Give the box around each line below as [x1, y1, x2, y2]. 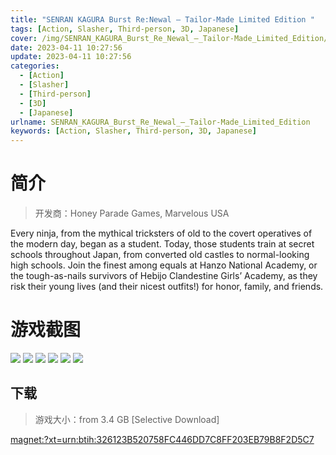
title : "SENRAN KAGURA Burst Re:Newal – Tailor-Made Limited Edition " [10, 14, 315, 25]
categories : [10, 61, 60, 71]
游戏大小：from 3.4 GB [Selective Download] [34, 413, 220, 425]
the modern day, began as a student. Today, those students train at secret [10, 238, 315, 250]
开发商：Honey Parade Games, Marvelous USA [34, 207, 230, 220]
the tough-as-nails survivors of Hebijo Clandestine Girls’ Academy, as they [10, 270, 318, 282]
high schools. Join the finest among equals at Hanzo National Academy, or [10, 259, 318, 271]
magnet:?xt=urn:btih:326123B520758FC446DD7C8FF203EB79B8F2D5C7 [10, 433, 315, 445]
